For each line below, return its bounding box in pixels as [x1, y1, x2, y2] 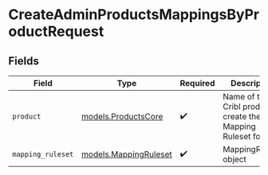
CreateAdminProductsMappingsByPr [8, 6, 260, 24]
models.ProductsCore [81, 111, 164, 122]
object [223, 154, 247, 165]
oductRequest [8, 22, 104, 41]
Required [179, 78, 215, 88]
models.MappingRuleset [81, 149, 173, 160]
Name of [223, 91, 255, 102]
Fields [8, 54, 40, 68]
